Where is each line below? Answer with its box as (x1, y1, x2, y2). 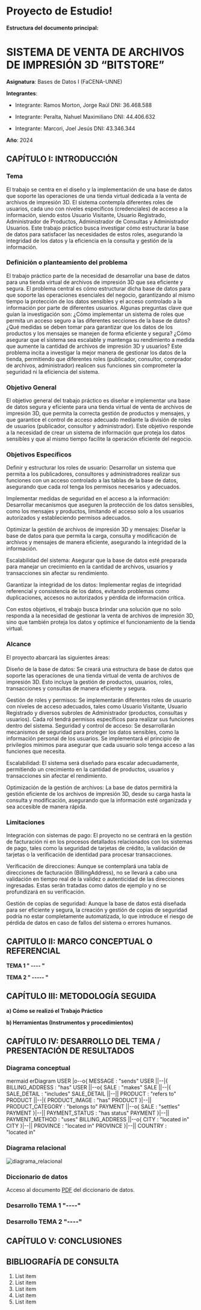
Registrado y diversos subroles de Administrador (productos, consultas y (6, 709, 188, 716)
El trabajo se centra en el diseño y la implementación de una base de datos (6, 186, 193, 193)
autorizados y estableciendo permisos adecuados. (6, 514, 132, 521)
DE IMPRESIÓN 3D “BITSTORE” (6, 58, 164, 72)
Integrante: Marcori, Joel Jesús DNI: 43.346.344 (14, 125, 135, 132)
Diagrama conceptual (6, 1063, 70, 1072)
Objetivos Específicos (6, 450, 72, 459)
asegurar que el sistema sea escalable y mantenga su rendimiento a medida (6, 336, 195, 343)
